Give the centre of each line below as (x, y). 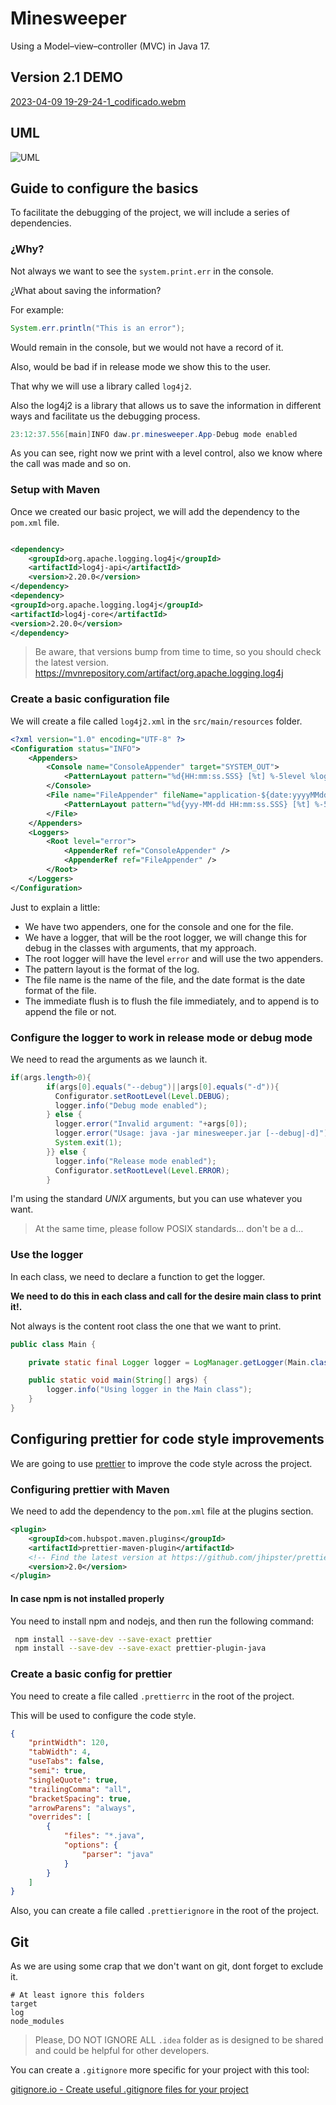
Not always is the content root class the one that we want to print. (146, 1326)
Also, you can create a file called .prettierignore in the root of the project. (165, 1911)
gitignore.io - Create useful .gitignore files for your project (129, 2089)
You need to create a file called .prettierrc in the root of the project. (152, 1696)
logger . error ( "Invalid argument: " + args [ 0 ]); (151, 1124)
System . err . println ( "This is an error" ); (98, 328)
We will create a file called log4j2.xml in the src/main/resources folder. (156, 721)
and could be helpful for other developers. (122, 2051)
